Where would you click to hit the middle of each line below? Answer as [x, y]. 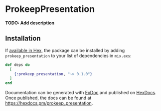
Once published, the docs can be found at [48, 98]
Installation [23, 38]
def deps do [17, 65]
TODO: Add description [30, 23]
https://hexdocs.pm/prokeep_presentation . [49, 103]
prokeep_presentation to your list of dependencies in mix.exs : [68, 55]
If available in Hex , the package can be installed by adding [65, 50]
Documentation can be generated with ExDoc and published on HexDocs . [81, 93]
